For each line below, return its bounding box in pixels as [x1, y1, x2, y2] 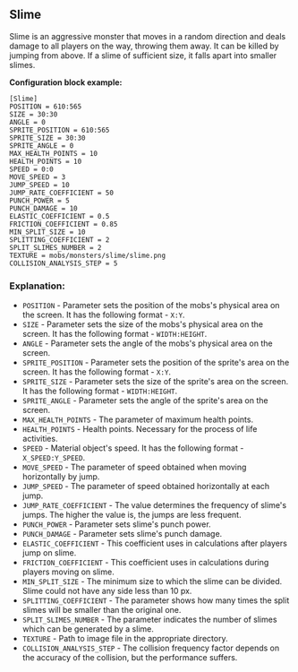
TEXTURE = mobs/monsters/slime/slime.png [9, 251, 166, 260]
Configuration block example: [9, 76, 123, 88]
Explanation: [9, 280, 65, 292]
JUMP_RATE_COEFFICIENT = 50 [9, 188, 115, 197]
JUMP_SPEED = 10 [9, 180, 70, 189]
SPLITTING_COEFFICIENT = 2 [9, 235, 110, 245]
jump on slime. [21, 547, 77, 558]
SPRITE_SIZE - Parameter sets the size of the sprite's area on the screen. [21, 376, 289, 387]
